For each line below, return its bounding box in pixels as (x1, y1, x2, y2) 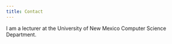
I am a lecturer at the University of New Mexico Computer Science (6, 25, 166, 32)
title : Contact (6, 8, 43, 15)
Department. (6, 31, 37, 38)
